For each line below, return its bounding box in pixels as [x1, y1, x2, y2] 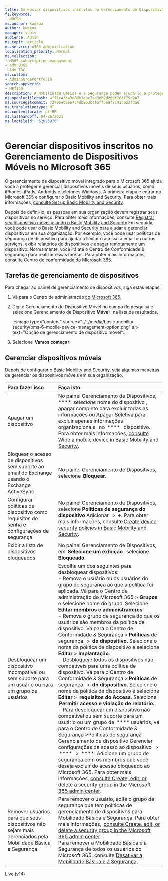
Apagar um [7, 414, 34, 421]
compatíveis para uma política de [58, 663, 136, 670]
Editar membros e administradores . [58, 606, 144, 613]
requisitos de [7, 515, 38, 522]
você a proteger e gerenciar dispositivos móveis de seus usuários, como [5, 183, 155, 189]
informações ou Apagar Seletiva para [58, 411, 146, 418]
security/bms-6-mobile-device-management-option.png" [12, 324, 131, 330]
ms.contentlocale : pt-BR [5, 109, 57, 115]
